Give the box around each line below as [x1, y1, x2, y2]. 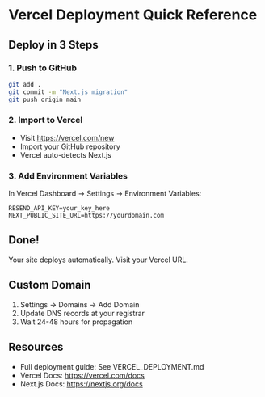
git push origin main [8, 95, 82, 103]
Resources [8, 340, 64, 354]
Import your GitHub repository [19, 141, 121, 151]
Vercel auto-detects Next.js [19, 150, 111, 159]
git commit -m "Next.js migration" [8, 87, 128, 96]
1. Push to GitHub [8, 62, 78, 74]
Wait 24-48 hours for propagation [19, 317, 133, 327]
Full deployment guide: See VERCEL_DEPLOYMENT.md [19, 361, 204, 371]
